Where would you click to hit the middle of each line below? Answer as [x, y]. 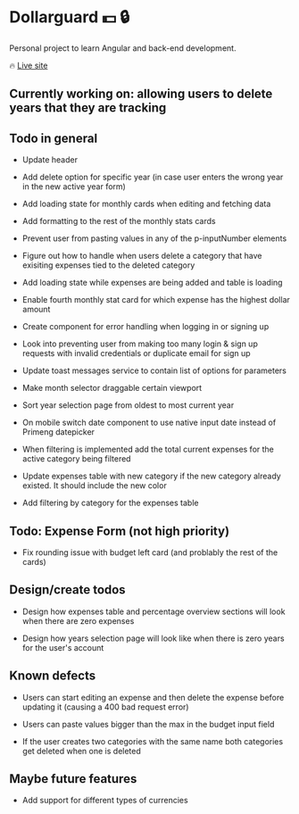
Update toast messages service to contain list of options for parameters [154, 370]
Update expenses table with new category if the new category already [151, 476]
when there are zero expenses [78, 620]
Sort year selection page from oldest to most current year [128, 405]
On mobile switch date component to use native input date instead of [149, 423]
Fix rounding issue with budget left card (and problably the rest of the [150, 552]
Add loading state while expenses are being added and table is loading [152, 283]
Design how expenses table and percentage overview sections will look [154, 611]
